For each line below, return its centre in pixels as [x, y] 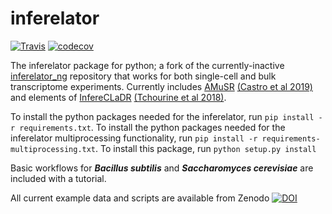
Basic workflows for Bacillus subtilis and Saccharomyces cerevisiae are [162, 168]
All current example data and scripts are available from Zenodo [140, 198]
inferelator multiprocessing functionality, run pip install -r [134, 138]
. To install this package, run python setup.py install [206, 148]
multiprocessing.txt [53, 149]
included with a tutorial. [58, 178]
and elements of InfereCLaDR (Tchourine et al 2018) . [118, 97]
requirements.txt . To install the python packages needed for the [152, 127]
